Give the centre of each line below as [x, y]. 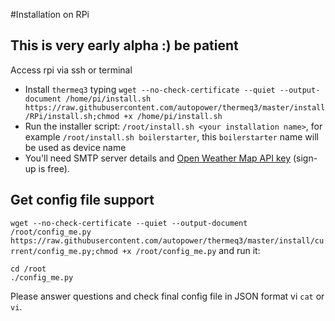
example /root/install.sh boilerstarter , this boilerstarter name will [171, 136]
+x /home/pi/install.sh [173, 116]
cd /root [28, 269]
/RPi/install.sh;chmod [72, 116]
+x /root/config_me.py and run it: [191, 250]
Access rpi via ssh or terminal [71, 70]
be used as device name [75, 147]
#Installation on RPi [50, 14]
